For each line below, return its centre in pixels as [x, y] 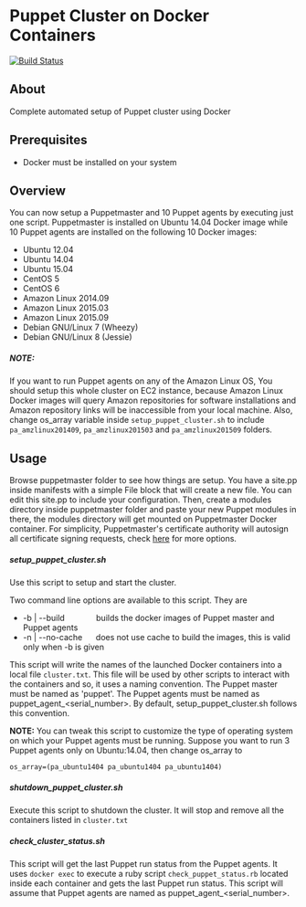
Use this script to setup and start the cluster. [93, 583]
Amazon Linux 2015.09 [66, 318]
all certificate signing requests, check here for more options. [123, 539]
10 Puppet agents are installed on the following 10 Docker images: [133, 232]
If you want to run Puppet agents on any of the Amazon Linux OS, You [141, 381]
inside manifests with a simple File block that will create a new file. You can [151, 490]
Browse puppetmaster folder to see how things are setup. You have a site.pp [153, 480]
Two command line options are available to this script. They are [129, 600]
